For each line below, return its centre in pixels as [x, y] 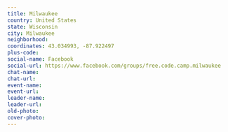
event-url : [23, 91]
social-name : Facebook [40, 59]
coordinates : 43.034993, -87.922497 [61, 46]
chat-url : [22, 79]
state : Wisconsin [33, 27]
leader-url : [25, 105]
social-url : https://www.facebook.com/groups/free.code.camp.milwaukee [114, 66]
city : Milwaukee [31, 33]
